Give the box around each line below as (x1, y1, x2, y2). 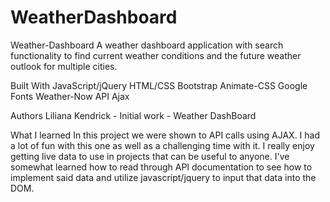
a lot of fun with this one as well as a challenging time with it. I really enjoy (10, 139, 315, 151)
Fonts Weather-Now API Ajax (10, 90, 130, 102)
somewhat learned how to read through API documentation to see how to (10, 161, 313, 173)
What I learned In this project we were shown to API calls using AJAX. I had (10, 129, 321, 141)
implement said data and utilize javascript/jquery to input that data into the (10, 171, 317, 183)
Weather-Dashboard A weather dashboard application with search (10, 39, 284, 51)
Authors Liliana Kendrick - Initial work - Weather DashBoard (10, 109, 257, 121)
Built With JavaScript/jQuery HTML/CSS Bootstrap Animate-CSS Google (10, 79, 308, 91)
